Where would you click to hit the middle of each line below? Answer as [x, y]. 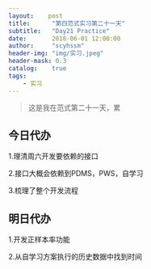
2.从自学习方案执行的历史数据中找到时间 [75, 257]
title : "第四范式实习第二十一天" [67, 23]
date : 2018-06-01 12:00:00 [65, 38]
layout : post [36, 16]
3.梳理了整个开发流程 [44, 191]
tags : [17, 76]
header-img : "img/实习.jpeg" [56, 53]
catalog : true [38, 69]
